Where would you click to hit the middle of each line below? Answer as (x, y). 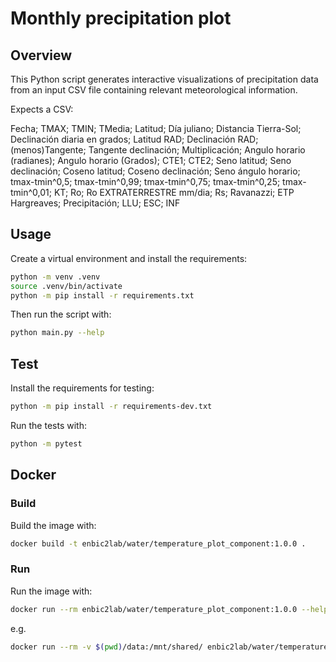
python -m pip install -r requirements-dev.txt (111, 407)
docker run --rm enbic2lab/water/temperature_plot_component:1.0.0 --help (169, 609)
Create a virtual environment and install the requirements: (129, 258)
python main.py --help (57, 333)
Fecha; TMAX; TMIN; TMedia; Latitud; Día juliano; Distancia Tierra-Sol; (156, 128)
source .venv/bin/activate (66, 286)
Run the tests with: (48, 425)
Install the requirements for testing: (82, 388)
